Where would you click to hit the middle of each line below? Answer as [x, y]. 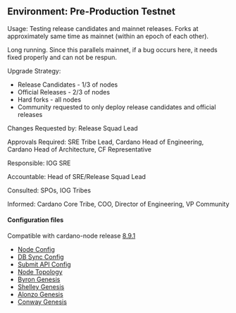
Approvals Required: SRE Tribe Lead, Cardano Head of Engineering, [106, 142]
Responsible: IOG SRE [39, 163]
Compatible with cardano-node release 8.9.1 [72, 236]
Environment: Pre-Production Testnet [92, 12]
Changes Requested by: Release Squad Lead [73, 128]
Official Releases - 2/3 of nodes [64, 92]
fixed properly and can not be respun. [62, 57]
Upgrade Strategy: [34, 70]
